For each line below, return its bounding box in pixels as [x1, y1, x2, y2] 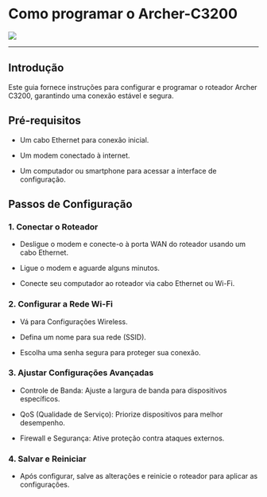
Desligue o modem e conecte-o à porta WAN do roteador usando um [19, 240, 246, 249]
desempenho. [19, 417, 66, 427]
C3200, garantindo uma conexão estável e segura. [8, 91, 174, 100]
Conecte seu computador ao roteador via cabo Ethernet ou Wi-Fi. [19, 279, 235, 288]
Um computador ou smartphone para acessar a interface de [19, 166, 217, 175]
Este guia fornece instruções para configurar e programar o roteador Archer [8, 82, 257, 92]
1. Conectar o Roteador [8, 221, 99, 232]
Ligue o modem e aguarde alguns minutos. [19, 264, 161, 273]
